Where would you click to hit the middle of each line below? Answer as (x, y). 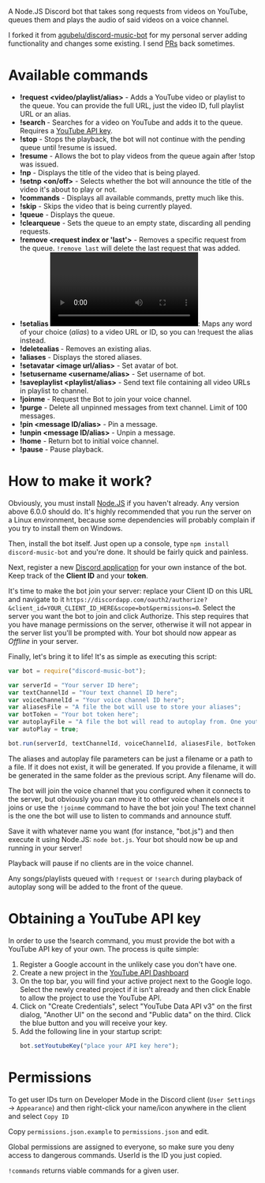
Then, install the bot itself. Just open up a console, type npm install (119, 543)
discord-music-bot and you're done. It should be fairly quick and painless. (128, 552)
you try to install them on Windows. (66, 528)
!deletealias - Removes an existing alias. (86, 348)
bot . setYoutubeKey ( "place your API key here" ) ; (99, 1046)
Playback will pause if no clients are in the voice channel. (101, 863)
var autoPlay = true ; (44, 729)
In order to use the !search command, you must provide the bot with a (121, 940)
